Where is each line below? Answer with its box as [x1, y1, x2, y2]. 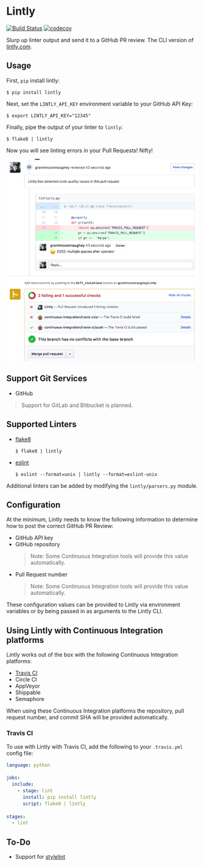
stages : [6, 813, 26, 820]
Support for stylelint [15, 853, 66, 860]
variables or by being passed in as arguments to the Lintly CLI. [6, 607, 163, 615]
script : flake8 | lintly [22, 801, 86, 807]
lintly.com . [6, 43, 32, 50]
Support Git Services [6, 373, 87, 384]
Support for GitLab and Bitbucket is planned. [21, 402, 133, 409]
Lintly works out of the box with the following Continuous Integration [6, 651, 178, 658]
